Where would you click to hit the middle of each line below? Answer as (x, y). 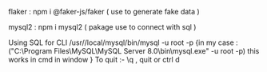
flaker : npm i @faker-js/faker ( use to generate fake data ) (104, 12)
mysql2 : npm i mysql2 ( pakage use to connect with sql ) (102, 27)
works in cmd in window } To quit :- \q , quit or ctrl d (94, 60)
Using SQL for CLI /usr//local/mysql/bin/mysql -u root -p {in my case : (123, 42)
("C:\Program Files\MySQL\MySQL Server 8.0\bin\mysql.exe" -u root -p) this (134, 51)
